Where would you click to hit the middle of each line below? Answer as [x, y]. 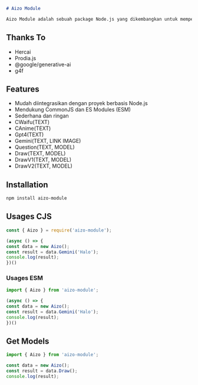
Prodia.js [25, 58]
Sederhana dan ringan [42, 116]
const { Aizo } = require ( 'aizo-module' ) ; [59, 230]
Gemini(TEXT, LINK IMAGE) [48, 141]
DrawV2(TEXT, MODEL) [43, 166]
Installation [27, 185]
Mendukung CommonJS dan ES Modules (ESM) [73, 110]
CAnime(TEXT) [33, 128]
